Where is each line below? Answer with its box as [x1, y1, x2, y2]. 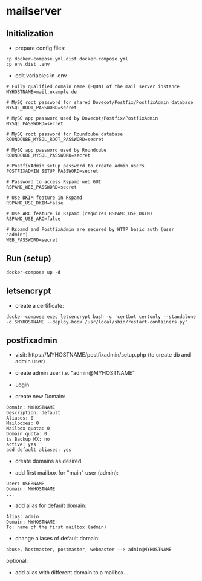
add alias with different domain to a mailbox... [15, 569, 129, 576]
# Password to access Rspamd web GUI [6, 179, 102, 185]
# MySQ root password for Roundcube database [6, 131, 123, 137]
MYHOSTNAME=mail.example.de [6, 89, 77, 95]
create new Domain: [15, 393, 65, 400]
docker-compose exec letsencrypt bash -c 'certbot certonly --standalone [6, 313, 197, 320]
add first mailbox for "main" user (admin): [15, 469, 119, 476]
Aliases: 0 [6, 415, 34, 421]
